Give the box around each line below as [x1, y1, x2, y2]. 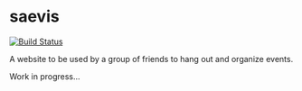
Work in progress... [9, 70, 80, 82]
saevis [9, 6, 61, 27]
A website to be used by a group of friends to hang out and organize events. [9, 53, 294, 64]
